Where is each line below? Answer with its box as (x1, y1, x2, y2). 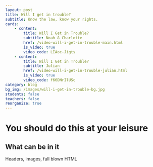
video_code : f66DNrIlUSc (23, 77, 76, 82)
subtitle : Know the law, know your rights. (5, 17, 98, 22)
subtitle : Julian (23, 63, 60, 68)
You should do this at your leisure (5, 123, 148, 134)
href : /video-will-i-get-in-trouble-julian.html (23, 68, 128, 73)
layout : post (5, 7, 33, 13)
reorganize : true (5, 101, 42, 106)
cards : (5, 21, 19, 27)
